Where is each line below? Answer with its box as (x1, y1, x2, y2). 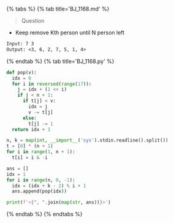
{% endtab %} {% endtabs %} (6, 211, 83, 218)
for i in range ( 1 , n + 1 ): (6, 149, 75, 155)
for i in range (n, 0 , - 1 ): (6, 177, 75, 183)
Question (21, 17, 45, 24)
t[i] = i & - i (12, 154, 48, 161)
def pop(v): (6, 69, 37, 75)
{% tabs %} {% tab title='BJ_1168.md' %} (6, 6, 110, 12)
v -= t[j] (28, 109, 53, 115)
